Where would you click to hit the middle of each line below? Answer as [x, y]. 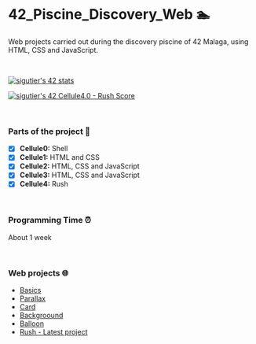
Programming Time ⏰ [50, 220]
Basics [30, 290]
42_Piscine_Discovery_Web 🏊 [109, 15]
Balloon [32, 324]
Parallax [33, 298]
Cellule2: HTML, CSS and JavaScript [79, 166]
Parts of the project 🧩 [49, 131]
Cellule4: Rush [44, 184]
